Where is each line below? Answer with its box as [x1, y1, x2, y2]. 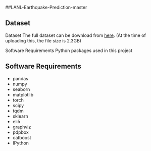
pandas [12, 75, 29, 81]
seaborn [12, 86, 30, 92]
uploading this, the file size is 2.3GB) [5, 37, 82, 43]
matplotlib [12, 91, 34, 97]
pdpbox [12, 129, 29, 135]
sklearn [12, 113, 29, 119]
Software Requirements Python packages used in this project [5, 47, 133, 54]
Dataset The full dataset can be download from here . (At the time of [5, 32, 146, 38]
